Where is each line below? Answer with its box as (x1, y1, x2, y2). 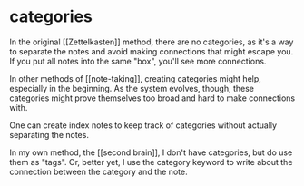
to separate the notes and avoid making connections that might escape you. (9, 45, 294, 56)
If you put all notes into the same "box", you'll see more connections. (9, 55, 267, 66)
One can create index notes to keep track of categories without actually (9, 120, 278, 131)
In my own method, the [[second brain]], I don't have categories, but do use (9, 147, 293, 158)
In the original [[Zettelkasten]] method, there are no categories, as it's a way (9, 36, 294, 47)
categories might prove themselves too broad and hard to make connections (9, 93, 296, 103)
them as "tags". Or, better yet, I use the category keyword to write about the (9, 156, 293, 167)
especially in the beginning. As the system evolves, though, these (9, 83, 255, 93)
